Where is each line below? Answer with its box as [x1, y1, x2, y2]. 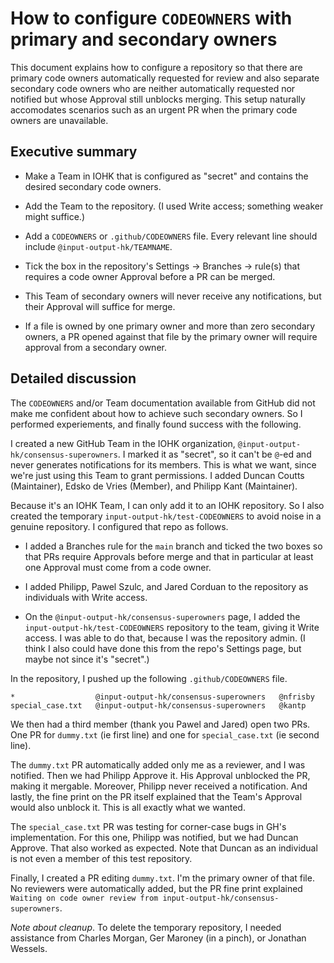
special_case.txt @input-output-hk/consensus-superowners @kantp [10, 700, 307, 711]
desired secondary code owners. [24, 180, 162, 192]
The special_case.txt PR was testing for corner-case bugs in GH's [10, 820, 287, 832]
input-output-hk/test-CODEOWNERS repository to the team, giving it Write [24, 621, 320, 633]
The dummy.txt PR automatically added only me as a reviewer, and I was [10, 758, 306, 771]
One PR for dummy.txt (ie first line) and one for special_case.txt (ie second [10, 728, 320, 741]
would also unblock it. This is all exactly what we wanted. [10, 801, 246, 813]
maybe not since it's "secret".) [24, 653, 150, 665]
